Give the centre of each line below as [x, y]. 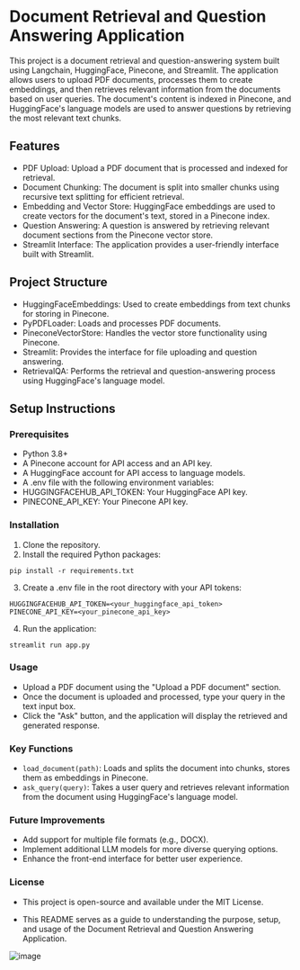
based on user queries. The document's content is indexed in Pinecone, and [150, 99]
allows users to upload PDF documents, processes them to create [131, 79]
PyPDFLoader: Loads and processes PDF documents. [122, 323]
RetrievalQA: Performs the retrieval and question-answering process [149, 371]
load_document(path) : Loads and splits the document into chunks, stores [156, 768]
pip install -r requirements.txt [72, 570]
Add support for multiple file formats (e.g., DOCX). [115, 840]
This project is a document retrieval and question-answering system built [145, 60]
